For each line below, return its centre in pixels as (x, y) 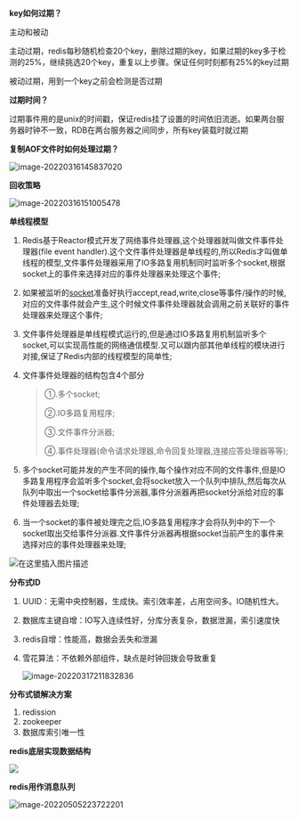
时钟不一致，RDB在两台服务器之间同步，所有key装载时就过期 (137, 130)
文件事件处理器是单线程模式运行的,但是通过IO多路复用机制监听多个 (144, 334)
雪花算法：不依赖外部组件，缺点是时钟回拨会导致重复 (120, 658)
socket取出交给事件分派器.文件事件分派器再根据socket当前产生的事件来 (153, 533)
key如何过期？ (36, 13)
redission (39, 712)
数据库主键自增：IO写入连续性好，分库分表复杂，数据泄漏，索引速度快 (151, 620)
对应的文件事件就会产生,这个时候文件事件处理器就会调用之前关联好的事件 (156, 304)
